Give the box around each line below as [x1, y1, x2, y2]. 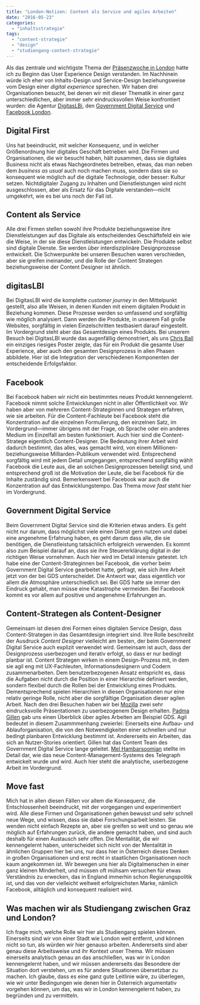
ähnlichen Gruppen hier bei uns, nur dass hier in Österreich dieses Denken [6, 848, 189, 855]
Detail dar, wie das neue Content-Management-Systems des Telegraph [6, 751, 180, 758]
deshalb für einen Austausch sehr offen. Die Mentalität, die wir [6, 835, 160, 843]
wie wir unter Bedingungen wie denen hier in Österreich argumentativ [6, 979, 177, 986]
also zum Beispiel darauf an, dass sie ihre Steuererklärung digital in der [6, 547, 181, 554]
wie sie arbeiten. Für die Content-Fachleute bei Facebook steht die [6, 413, 170, 419]
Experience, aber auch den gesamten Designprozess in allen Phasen [6, 348, 174, 355]
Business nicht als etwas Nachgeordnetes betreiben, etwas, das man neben [6, 161, 192, 168]
